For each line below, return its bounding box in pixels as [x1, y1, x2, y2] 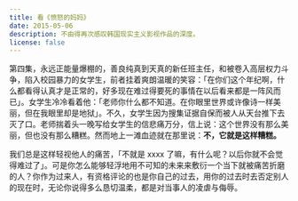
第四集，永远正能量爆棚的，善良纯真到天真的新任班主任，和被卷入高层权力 [9, 63, 281, 74]
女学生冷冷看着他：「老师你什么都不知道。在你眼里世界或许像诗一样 [27, 97, 273, 108]
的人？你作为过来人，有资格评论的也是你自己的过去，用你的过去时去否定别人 [9, 171, 289, 182]
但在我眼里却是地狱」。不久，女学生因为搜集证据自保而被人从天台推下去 [24, 108, 286, 118]
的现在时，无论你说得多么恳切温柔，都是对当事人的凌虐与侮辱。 [9, 182, 242, 193]
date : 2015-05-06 [9, 21, 74, 30]
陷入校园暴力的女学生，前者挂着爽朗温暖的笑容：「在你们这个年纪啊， [24, 75, 278, 85]
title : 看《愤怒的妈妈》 [9, 12, 90, 22]
